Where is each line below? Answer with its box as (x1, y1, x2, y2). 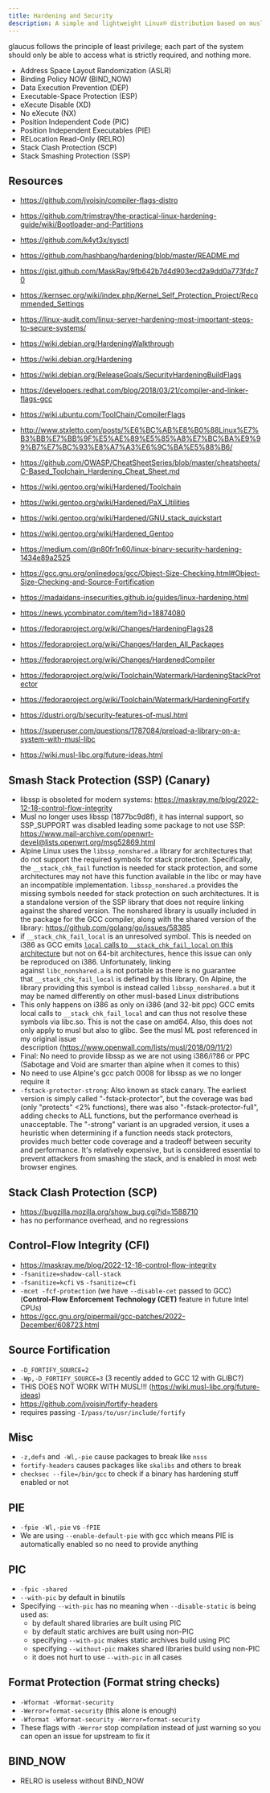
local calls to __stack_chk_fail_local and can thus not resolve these (19, 1009, 247, 1018)
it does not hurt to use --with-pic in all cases (31, 1652, 182, 1662)
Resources (8, 174, 63, 187)
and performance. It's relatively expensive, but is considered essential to (19, 1145, 261, 1155)
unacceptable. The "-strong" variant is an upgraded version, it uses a (19, 1120, 250, 1129)
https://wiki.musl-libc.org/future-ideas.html (19, 750, 163, 760)
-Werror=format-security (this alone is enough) (19, 1705, 177, 1715)
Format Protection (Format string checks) (8, 1676, 221, 1689)
